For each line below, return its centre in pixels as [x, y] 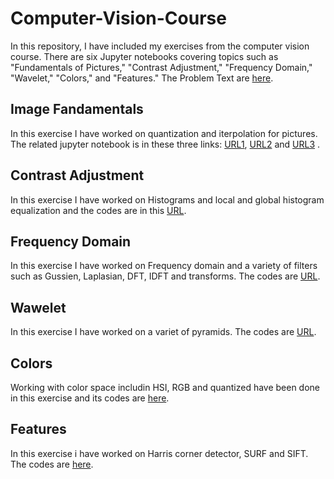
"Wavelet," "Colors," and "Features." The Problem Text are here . [142, 78]
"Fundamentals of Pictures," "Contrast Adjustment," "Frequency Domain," [161, 67]
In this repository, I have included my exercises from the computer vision [160, 46]
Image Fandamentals [77, 109]
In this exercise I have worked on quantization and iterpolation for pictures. [164, 133]
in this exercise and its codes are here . [90, 398]
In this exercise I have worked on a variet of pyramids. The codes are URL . [163, 332]
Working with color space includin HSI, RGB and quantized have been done [165, 387]
